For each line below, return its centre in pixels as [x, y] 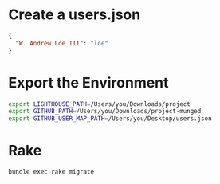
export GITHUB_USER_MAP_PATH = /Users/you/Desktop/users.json [110, 119]
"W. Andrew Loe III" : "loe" [62, 43]
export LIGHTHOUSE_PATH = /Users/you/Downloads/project [100, 104]
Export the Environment [88, 82]
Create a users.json [75, 15]
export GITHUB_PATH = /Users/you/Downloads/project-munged [105, 112]
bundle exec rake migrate [51, 172]
